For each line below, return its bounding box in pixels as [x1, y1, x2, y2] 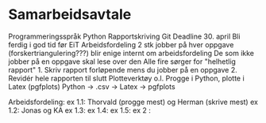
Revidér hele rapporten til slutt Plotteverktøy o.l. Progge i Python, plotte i [8, 73, 245, 83]
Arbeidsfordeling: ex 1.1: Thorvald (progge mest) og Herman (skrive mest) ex [8, 97, 258, 106]
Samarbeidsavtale [8, 6, 132, 24]
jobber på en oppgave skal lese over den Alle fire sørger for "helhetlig [8, 57, 237, 66]
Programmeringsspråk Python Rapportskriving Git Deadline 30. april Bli [8, 32, 241, 41]
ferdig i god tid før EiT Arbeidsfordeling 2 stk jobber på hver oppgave [8, 39, 234, 49]
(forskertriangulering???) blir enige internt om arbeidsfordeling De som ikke [8, 48, 255, 58]
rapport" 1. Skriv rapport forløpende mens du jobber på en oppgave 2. [8, 65, 237, 74]
